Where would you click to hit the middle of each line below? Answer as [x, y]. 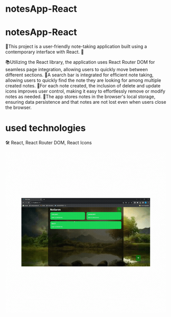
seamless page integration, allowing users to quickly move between [77, 70]
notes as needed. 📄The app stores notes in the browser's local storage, [80, 97]
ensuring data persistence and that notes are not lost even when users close [86, 102]
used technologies [45, 128]
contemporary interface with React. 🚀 [45, 52]
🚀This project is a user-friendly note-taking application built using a [76, 47]
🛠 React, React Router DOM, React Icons [48, 143]
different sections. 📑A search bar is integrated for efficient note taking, [80, 75]
